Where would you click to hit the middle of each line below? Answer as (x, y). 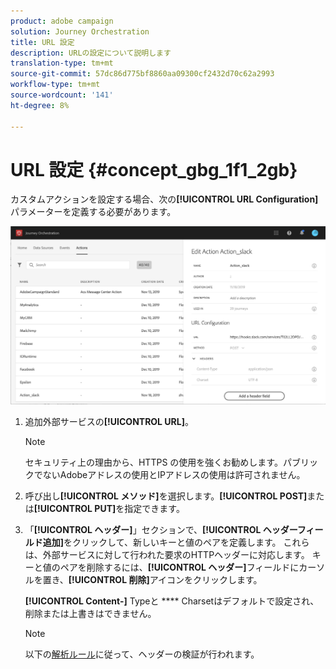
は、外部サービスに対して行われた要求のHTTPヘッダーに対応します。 (167, 555)
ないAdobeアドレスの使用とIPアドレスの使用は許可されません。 (174, 475)
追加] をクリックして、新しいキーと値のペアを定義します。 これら (176, 542)
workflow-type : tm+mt (55, 85)
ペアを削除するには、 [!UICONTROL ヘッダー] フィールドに (179, 567)
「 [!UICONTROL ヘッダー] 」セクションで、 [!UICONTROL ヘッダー (161, 530)
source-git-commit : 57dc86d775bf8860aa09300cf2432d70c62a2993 (142, 74)
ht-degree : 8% (40, 105)
